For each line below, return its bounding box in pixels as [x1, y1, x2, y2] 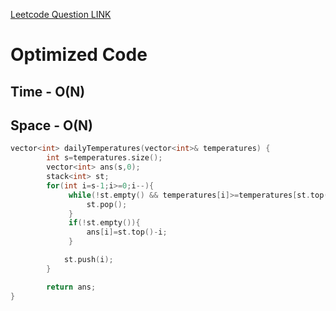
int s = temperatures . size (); [46, 153, 163, 163]
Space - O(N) [10, 117, 94, 134]
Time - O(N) [10, 83, 86, 100]
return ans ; [46, 282, 97, 292]
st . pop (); [86, 199, 128, 209]
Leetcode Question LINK [10, 9, 112, 20]
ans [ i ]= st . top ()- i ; [86, 227, 168, 238]
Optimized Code [10, 44, 148, 66]
